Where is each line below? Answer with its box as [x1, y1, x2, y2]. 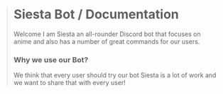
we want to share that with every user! [13, 78, 126, 87]
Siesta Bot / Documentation [13, 6, 179, 23]
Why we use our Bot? [13, 54, 89, 64]
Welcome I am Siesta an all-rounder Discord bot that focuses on [13, 30, 201, 38]
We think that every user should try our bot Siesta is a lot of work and [13, 71, 217, 80]
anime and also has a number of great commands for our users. [13, 37, 200, 45]
